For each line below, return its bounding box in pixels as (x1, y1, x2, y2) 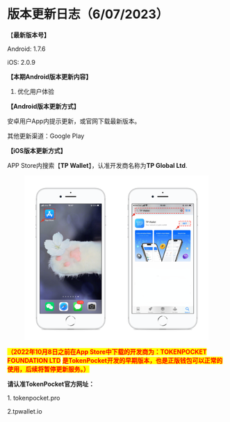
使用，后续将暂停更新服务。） (7, 365, 90, 373)
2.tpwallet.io (7, 407, 43, 415)
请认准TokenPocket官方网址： (7, 380, 95, 388)
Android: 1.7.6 (7, 45, 46, 53)
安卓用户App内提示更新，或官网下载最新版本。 (7, 116, 141, 125)
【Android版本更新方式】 (7, 102, 80, 110)
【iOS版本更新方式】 (7, 146, 67, 155)
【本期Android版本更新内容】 (7, 72, 92, 81)
